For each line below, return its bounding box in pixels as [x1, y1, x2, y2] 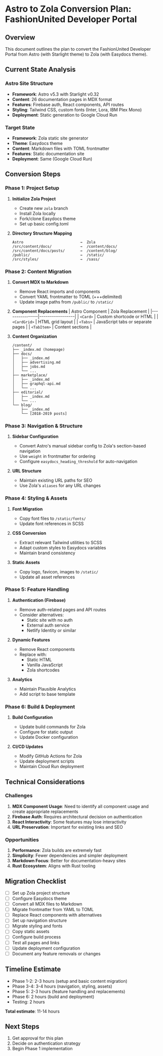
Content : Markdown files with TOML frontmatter [12, 145, 110, 151]
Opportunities [5, 836, 39, 843]
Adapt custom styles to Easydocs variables [19, 545, 106, 550]
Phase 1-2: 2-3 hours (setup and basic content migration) [12, 978, 128, 984]
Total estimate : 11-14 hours [5, 1008, 60, 1014]
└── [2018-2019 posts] [21, 411, 67, 416]
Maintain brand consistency [19, 550, 76, 556]
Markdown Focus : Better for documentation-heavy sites [12, 858, 126, 864]
